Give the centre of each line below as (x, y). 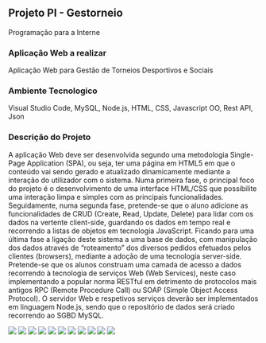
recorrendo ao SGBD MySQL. (56, 315)
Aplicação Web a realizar (58, 53)
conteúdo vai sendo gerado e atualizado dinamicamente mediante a (119, 171)
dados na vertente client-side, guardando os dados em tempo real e (120, 222)
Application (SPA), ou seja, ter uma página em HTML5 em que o (131, 163)
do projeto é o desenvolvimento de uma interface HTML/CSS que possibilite (133, 188)
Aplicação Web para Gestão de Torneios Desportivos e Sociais (111, 70)
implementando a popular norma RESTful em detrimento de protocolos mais (133, 281)
